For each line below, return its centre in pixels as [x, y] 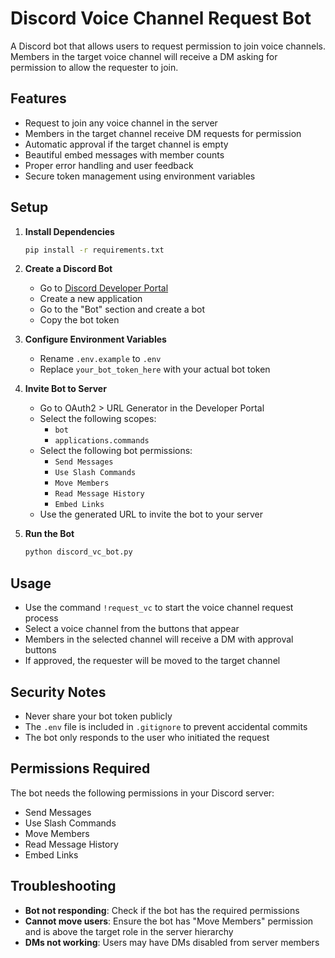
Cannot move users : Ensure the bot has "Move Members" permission [169, 921]
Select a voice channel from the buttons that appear [132, 629]
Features [38, 98]
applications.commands [102, 441]
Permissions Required [80, 768]
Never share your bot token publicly [98, 716]
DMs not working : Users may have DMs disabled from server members [172, 942]
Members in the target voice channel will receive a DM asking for [144, 56]
